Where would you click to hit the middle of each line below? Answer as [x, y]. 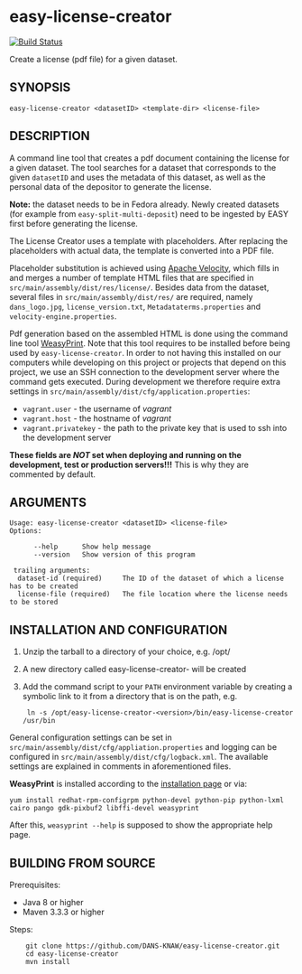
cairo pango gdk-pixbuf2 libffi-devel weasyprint [105, 809]
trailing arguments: [52, 571]
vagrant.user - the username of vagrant [97, 408]
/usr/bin [39, 721]
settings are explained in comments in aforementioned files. [120, 766]
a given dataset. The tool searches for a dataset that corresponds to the [143, 167]
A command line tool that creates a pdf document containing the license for [150, 158]
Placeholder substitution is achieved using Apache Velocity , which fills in [144, 267]
